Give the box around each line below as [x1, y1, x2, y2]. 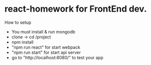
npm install [11, 39, 34, 45]
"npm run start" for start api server [11, 49, 81, 55]
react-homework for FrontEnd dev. [4, 3, 147, 15]
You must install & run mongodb [11, 29, 75, 34]
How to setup [4, 19, 31, 25]
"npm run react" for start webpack [11, 44, 80, 50]
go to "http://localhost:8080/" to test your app [11, 54, 104, 60]
